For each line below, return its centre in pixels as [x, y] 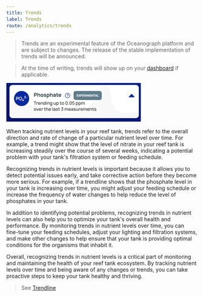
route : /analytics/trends [39, 25]
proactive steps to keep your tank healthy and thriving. [75, 276]
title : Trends [24, 13]
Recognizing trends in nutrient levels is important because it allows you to [98, 169]
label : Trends [24, 19]
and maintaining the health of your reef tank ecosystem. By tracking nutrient [101, 263]
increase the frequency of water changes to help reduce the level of [91, 195]
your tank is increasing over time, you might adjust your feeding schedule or [101, 189]
